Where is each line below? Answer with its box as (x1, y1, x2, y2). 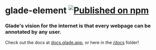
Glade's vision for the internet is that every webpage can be (5, 23, 151, 29)
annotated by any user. (5, 28, 62, 35)
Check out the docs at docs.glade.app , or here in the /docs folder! (5, 40, 139, 46)
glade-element (5, 5, 67, 16)
